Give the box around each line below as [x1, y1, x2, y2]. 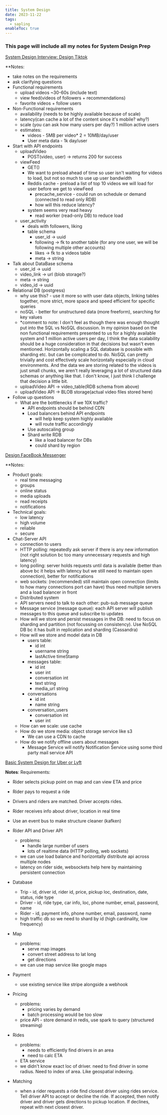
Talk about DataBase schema [12, 261, 73, 267]
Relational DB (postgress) [12, 287, 65, 293]
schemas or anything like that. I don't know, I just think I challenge [20, 373, 156, 379]
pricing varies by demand [27, 1006, 80, 1012]
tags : [5, 17, 17, 22]
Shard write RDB [27, 432, 62, 438]
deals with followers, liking [27, 223, 83, 229]
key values [20, 314, 43, 320]
